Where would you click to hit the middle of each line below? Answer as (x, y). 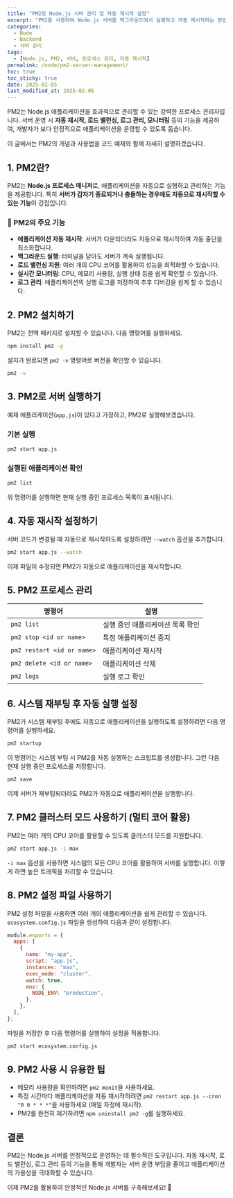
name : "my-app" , (49, 955)
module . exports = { (35, 935)
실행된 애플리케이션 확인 (45, 468)
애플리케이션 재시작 (133, 651)
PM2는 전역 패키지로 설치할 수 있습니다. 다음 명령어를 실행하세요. (95, 333)
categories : (24, 26)
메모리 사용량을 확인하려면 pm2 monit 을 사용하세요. (86, 1087)
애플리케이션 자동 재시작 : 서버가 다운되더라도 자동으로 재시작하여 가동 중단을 (120, 239)
